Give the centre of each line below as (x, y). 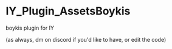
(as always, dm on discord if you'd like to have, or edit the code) (86, 39)
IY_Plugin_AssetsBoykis (68, 11)
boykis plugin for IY (30, 28)
